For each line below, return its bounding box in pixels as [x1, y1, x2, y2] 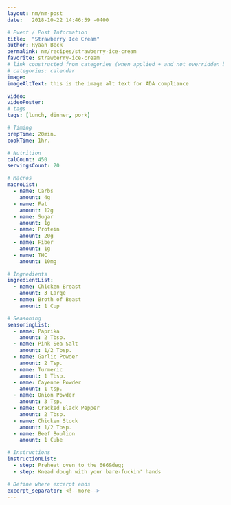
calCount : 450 [7, 156, 48, 163]
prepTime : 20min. [7, 130, 57, 138]
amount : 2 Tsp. [19, 360, 63, 367]
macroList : [7, 181, 38, 188]
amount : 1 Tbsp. [19, 373, 67, 380]
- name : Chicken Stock [13, 418, 78, 424]
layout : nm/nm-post [7, 10, 63, 17]
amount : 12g [19, 207, 54, 214]
